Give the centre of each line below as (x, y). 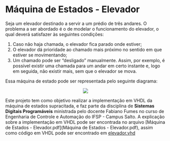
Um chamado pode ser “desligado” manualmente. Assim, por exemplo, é (89, 60)
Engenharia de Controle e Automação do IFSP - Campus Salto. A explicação (85, 117)
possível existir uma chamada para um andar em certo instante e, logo (86, 66)
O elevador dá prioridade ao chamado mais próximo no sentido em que (87, 49)
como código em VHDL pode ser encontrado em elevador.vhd (70, 133)
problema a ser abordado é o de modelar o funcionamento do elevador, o (82, 29)
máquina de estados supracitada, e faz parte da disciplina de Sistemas (80, 106)
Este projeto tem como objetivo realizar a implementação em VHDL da (79, 100)
